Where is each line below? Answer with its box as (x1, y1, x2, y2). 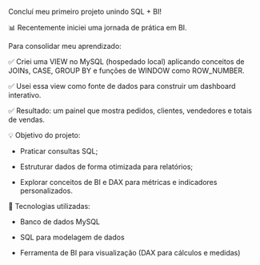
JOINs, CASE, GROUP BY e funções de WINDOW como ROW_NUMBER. (8, 66, 246, 75)
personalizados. (19, 186, 74, 195)
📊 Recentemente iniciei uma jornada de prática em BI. (8, 23, 187, 32)
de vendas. (8, 115, 46, 124)
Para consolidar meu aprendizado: (8, 42, 122, 50)
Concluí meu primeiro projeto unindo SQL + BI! (8, 7, 162, 16)
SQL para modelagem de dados (19, 232, 126, 242)
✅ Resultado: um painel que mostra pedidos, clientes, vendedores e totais (8, 106, 252, 115)
